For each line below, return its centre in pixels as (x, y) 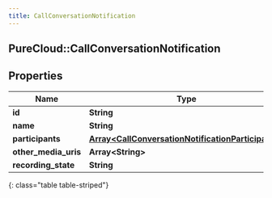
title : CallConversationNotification (72, 16)
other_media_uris (47, 152)
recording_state (44, 165)
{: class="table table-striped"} (59, 185)
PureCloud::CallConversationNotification (115, 49)
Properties (36, 76)
